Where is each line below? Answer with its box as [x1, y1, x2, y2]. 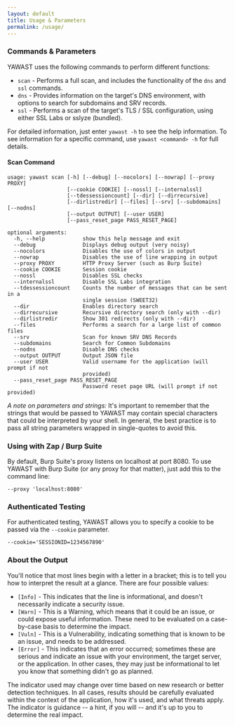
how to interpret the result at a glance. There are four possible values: [7, 578, 209, 587]
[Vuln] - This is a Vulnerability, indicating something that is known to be [17, 630, 226, 638]
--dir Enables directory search [13, 303, 159, 310]
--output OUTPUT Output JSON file [13, 352, 133, 359]
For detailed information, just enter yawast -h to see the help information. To [7, 127, 227, 136]
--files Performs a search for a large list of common [13, 321, 221, 328]
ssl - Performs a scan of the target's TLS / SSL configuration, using [17, 106, 214, 115]
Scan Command [7, 158, 55, 167]
